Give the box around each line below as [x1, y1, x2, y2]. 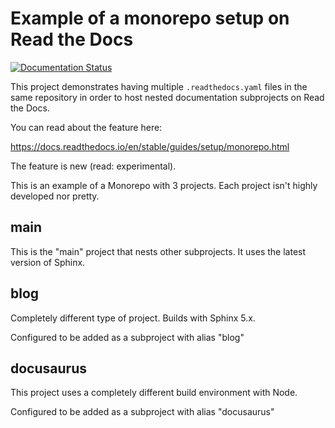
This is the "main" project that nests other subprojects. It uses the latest [10, 245, 307, 257]
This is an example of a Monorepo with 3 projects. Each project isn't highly [10, 179, 318, 191]
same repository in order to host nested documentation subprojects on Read [10, 91, 325, 103]
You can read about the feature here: [10, 121, 163, 133]
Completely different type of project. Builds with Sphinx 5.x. [10, 312, 256, 324]
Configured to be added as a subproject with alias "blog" [10, 331, 245, 343]
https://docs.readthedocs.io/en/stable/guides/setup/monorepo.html [10, 140, 290, 152]
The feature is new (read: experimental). [10, 160, 177, 172]
